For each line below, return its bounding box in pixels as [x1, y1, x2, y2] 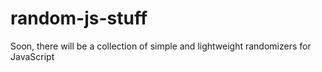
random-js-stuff [10, 7, 148, 30]
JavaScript [10, 50, 55, 62]
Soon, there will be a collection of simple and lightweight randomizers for [10, 40, 312, 52]
